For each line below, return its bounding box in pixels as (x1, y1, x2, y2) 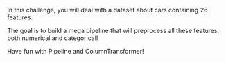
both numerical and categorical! (7, 34, 98, 42)
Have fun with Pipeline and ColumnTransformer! (7, 48, 144, 55)
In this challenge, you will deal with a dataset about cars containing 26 (7, 6, 208, 14)
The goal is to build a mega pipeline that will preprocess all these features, (7, 27, 220, 34)
